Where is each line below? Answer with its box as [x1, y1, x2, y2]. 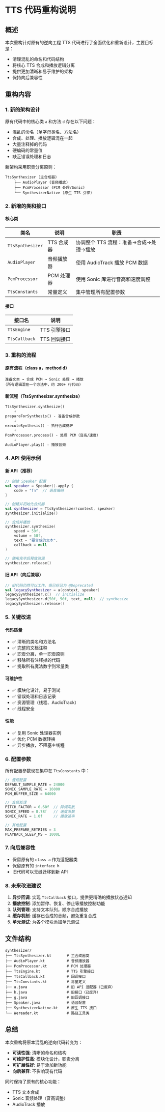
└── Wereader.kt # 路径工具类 [5, 1011, 90, 1016]
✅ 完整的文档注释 [12, 645, 48, 651]
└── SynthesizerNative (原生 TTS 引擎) [14, 190, 92, 195]
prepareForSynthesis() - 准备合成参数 [5, 414, 80, 419]
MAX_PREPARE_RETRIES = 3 [5, 827, 56, 832]
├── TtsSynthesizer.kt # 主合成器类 [5, 953, 90, 958]
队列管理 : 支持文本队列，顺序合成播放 [12, 907, 88, 912]
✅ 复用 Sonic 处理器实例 [12, 730, 61, 735]
